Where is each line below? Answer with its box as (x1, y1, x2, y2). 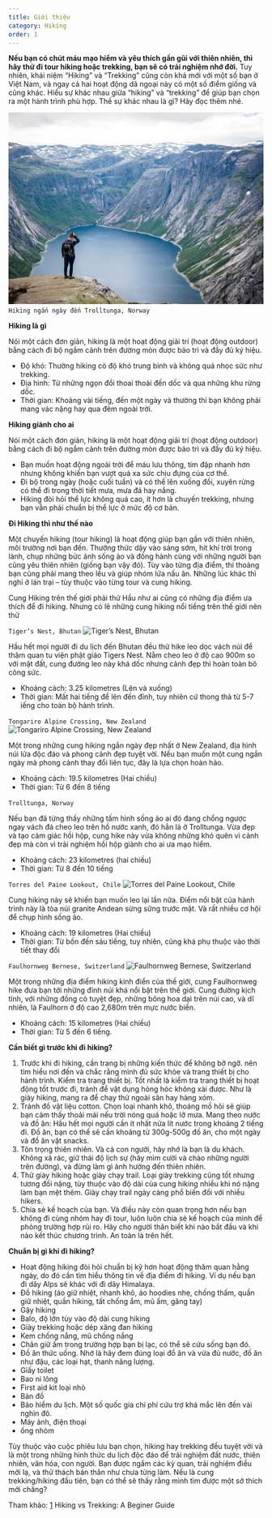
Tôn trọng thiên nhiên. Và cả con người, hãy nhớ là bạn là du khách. (19, 1144, 245, 1155)
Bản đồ (19, 1391, 45, 1401)
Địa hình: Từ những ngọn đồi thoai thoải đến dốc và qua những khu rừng (19, 378, 261, 388)
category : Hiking (8, 21, 67, 30)
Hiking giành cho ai (8, 420, 74, 430)
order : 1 (8, 30, 38, 38)
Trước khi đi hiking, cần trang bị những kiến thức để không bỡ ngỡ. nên (19, 1058, 257, 1068)
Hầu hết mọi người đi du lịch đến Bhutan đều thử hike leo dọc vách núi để (8, 641, 253, 652)
